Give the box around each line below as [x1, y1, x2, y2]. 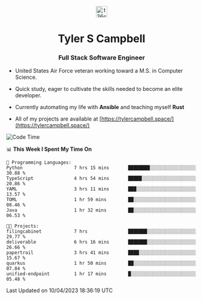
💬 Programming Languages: [6, 159, 71, 166]
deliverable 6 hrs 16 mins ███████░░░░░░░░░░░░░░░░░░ [6, 239, 197, 245]
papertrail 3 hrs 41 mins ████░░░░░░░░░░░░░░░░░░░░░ [6, 250, 197, 256]
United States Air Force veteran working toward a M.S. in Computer [15, 67, 183, 75]
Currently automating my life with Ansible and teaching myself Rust [15, 104, 184, 111]
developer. [15, 92, 42, 99]
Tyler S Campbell [57, 32, 146, 45]
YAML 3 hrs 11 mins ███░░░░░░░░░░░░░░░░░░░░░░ [6, 186, 197, 192]
